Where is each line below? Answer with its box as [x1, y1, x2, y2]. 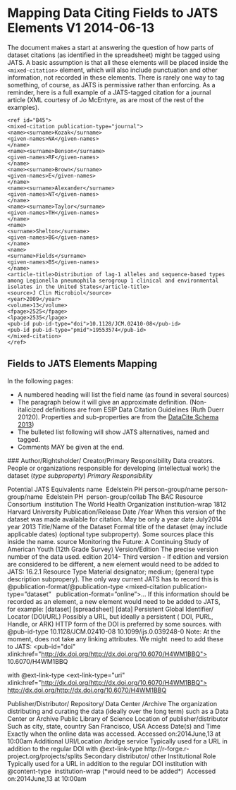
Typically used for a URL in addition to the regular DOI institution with [7, 759, 208, 767]
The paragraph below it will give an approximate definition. [17, 397, 188, 406]
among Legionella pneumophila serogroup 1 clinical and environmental [7, 277, 219, 284]
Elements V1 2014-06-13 [7, 20, 155, 36]
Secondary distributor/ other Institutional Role [84, 752, 216, 760]
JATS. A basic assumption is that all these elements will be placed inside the [7, 58, 229, 66]
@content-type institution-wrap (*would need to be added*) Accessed [7, 767, 216, 775]
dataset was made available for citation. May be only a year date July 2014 [7, 514, 223, 523]
